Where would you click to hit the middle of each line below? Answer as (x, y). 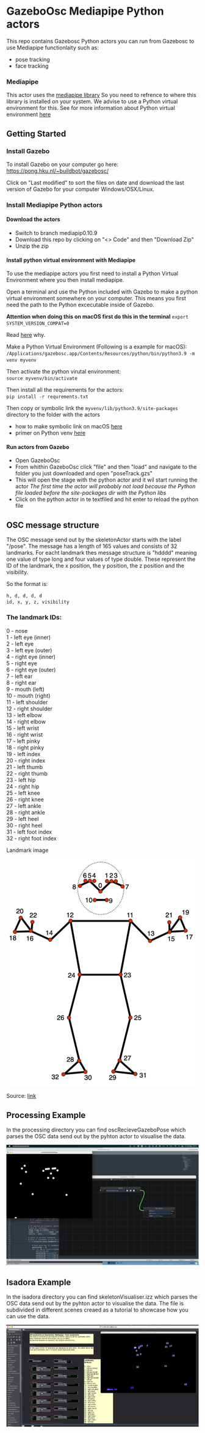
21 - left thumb (25, 767)
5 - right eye (22, 663)
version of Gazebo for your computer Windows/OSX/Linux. (80, 189)
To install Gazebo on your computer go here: (63, 164)
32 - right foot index (31, 838)
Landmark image (27, 850)
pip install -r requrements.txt (47, 397)
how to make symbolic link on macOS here (69, 427)
